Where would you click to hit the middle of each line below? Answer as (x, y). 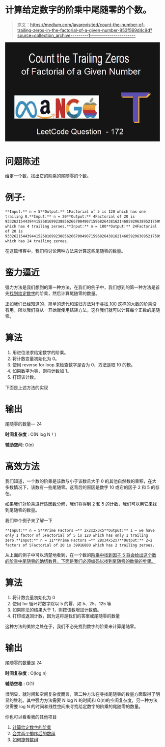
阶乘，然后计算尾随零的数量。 (69, 293)
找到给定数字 (22, 293)
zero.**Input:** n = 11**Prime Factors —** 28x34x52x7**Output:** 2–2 (79, 540)
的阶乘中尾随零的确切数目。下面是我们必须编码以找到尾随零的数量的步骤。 (80, 561)
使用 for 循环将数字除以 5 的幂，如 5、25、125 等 (62, 603)
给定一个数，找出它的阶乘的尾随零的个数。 (48, 176)
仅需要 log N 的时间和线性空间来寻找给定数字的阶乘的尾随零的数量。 (74, 706)
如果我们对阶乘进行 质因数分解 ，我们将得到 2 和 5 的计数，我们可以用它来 (79, 504)
